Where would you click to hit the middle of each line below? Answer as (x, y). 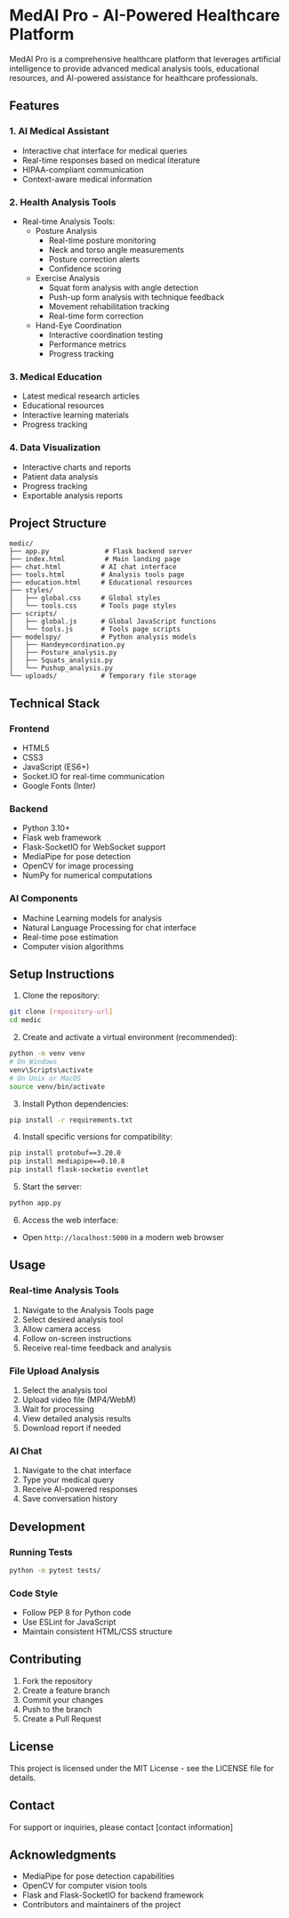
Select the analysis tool (65, 1390)
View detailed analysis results (76, 1418)
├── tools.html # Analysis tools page (97, 575)
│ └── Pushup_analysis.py (61, 668)
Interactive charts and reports (76, 467)
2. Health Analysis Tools (63, 202)
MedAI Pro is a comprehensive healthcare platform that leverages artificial (145, 59)
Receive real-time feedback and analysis (96, 1348)
